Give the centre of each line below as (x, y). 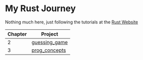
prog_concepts (49, 50)
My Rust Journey (41, 9)
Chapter (17, 34)
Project (50, 34)
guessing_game (50, 42)
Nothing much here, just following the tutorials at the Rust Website (71, 22)
